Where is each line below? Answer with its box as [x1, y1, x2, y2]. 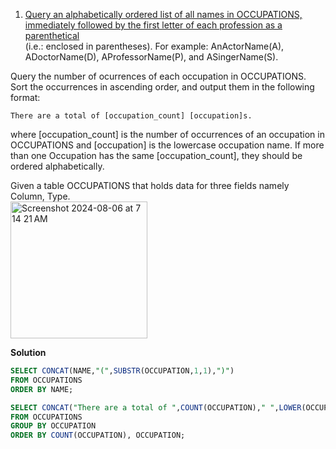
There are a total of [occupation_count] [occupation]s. [10, 111, 253, 121]
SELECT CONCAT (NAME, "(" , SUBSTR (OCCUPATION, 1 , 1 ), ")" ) [10, 366, 235, 376]
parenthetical [24, 30, 80, 41]
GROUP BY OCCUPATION [10, 421, 97, 431]
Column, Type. [10, 190, 71, 202]
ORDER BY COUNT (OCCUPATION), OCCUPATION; [10, 430, 186, 441]
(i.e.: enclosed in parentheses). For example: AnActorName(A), [24, 40, 285, 52]
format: [10, 92, 41, 103]
